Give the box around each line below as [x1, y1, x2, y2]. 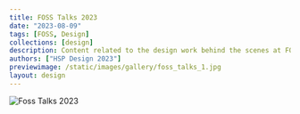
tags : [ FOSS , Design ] [9, 29, 90, 38]
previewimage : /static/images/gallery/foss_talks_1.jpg [9, 63, 221, 72]
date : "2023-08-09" [9, 21, 82, 30]
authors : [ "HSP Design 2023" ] [9, 54, 122, 63]
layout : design [9, 71, 66, 80]
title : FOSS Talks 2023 [9, 12, 98, 22]
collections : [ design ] [9, 37, 94, 47]
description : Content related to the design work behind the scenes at [9, 46, 281, 55]
